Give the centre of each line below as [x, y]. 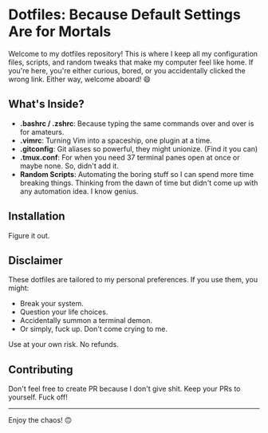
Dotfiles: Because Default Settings [124, 15]
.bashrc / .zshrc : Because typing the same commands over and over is [137, 123]
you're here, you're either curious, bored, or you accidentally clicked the [127, 70]
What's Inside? [47, 104]
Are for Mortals [60, 31]
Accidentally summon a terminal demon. [86, 321]
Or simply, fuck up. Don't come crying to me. [93, 329]
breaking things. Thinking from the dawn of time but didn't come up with [139, 183]
